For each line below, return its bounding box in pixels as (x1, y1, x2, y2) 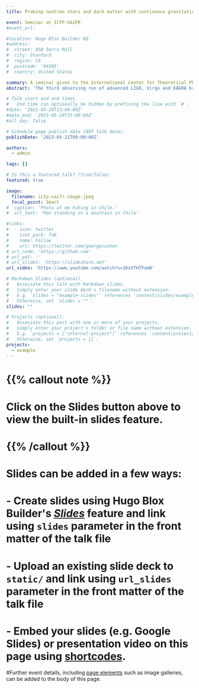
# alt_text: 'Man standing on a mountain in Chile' (6, 210, 139, 216)
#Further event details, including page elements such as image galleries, (6, 669, 184, 676)
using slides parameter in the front (6, 519, 182, 533)
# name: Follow (6, 237, 52, 244)
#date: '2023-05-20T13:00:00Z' (6, 107, 84, 113)
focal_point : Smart (11, 199, 60, 205)
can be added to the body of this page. (6, 676, 102, 683)
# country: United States (6, 69, 73, 75)
